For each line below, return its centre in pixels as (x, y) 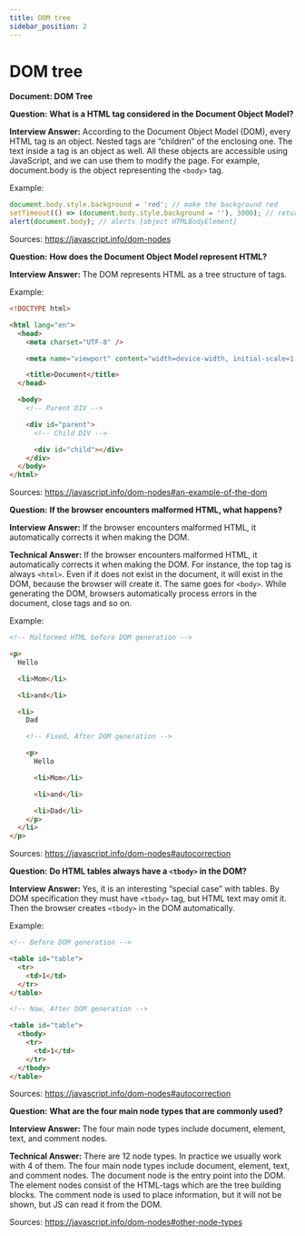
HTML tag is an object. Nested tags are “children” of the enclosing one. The (151, 141)
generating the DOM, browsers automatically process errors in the (133, 593)
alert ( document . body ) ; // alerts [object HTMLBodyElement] (123, 222)
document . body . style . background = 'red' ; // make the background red (144, 205)
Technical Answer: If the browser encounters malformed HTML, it (133, 555)
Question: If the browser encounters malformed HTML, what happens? (146, 510)
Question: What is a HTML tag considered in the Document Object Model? (152, 114)
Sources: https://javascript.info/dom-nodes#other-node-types (126, 1222)
